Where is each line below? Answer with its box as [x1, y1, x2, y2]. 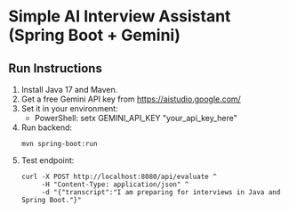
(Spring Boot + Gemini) [8, 25, 181, 45]
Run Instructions [8, 61, 103, 76]
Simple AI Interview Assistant [8, 6, 231, 27]
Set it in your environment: [20, 103, 118, 113]
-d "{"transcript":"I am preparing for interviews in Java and [41, 188, 281, 197]
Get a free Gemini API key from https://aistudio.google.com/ [20, 94, 241, 104]
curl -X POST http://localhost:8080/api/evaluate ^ [20, 172, 217, 181]
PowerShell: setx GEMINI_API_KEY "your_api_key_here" [34, 113, 237, 123]
